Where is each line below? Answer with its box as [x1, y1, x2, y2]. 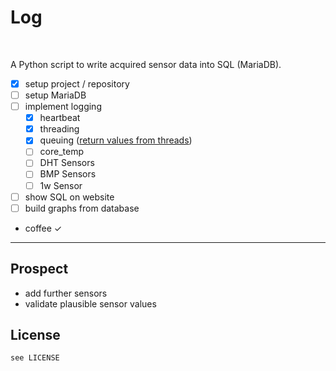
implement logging [24, 101, 102, 113]
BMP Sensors [39, 168, 97, 180]
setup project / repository [24, 77, 130, 90]
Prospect [10, 261, 69, 278]
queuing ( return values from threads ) [39, 134, 193, 146]
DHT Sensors [39, 157, 95, 169]
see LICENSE [10, 353, 60, 363]
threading [39, 123, 80, 135]
